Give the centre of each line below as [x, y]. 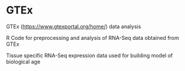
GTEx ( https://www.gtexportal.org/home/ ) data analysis [74, 26]
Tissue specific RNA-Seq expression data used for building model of [90, 55]
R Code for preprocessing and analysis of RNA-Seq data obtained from [92, 38]
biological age [23, 62]
